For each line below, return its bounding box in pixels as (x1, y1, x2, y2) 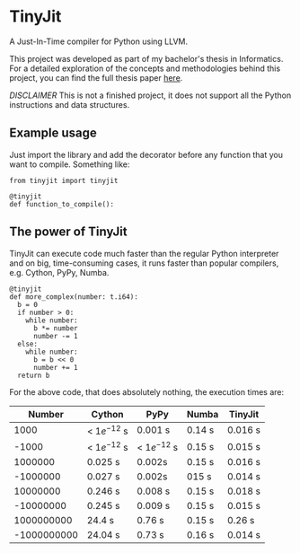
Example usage (9, 126, 97, 141)
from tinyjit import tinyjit (9, 176, 119, 185)
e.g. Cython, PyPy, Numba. (9, 267, 110, 277)
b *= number (32, 323, 78, 333)
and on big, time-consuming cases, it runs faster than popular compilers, (9, 258, 279, 268)
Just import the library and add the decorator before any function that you (9, 149, 283, 160)
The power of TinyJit (9, 224, 128, 240)
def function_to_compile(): (9, 199, 115, 208)
